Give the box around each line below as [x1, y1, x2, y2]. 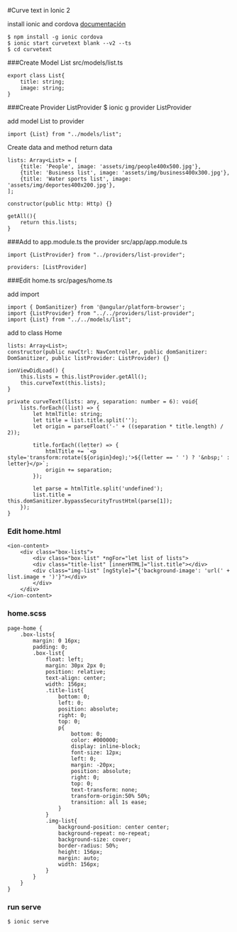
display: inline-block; [70, 742, 141, 750]
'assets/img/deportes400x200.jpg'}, [7, 182, 116, 189]
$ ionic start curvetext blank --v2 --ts [7, 40, 132, 47]
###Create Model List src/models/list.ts [7, 58, 123, 67]
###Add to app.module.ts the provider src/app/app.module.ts [7, 238, 188, 246]
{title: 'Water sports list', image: [20, 175, 132, 182]
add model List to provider [7, 117, 84, 125]
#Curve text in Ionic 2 [7, 6, 71, 14]
